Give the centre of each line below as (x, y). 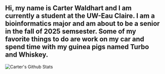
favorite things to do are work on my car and (75, 39)
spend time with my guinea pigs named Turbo (77, 47)
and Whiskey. (27, 55)
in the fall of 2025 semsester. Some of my (71, 32)
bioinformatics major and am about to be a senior (82, 24)
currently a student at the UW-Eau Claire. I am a (80, 16)
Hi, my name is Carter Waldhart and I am (68, 8)
